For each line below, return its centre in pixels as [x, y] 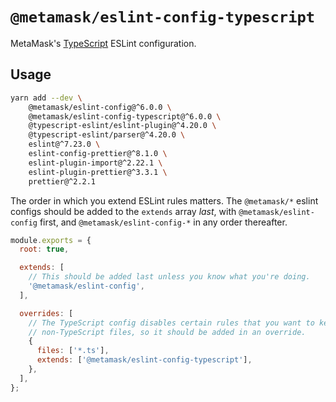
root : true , [44, 249]
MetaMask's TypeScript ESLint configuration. [103, 43]
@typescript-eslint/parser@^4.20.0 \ [107, 135]
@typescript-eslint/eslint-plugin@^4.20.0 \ [122, 126]
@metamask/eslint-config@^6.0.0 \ [100, 107]
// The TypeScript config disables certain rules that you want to [171, 323]
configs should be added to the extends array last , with [123, 211]
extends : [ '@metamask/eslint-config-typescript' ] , [144, 360]
